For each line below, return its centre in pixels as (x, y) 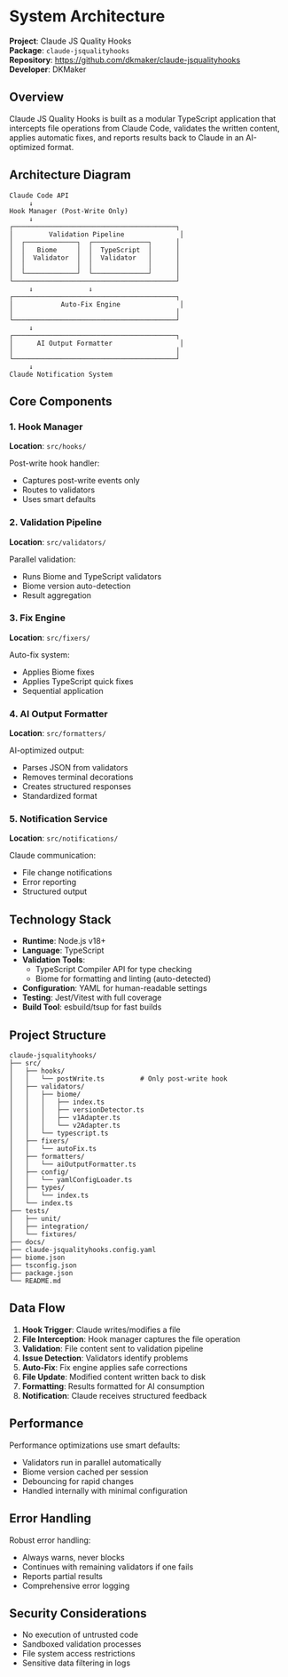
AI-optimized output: (47, 751)
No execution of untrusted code (80, 1635)
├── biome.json (37, 1258)
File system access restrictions (78, 1654)
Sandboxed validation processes (82, 1644)
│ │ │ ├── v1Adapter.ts (65, 1118)
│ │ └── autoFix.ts (53, 1149)
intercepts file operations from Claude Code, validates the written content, (145, 128)
